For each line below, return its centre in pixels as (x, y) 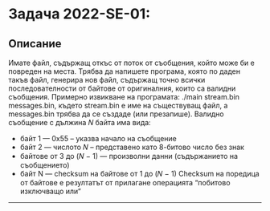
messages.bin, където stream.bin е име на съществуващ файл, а (118, 105)
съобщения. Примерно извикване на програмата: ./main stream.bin (124, 97)
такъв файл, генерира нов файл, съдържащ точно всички (107, 80)
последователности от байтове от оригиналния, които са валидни (122, 88)
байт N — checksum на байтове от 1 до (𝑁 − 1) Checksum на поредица (139, 174)
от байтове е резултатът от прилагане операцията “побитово (125, 183)
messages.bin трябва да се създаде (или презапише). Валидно (116, 114)
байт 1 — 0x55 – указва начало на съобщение (98, 138)
